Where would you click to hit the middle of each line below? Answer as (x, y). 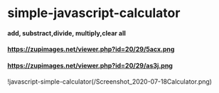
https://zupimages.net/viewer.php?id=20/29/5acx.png (91, 49)
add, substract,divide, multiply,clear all (67, 33)
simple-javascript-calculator (94, 13)
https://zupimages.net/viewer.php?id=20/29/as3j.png (90, 65)
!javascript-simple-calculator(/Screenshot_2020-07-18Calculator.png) (109, 81)
